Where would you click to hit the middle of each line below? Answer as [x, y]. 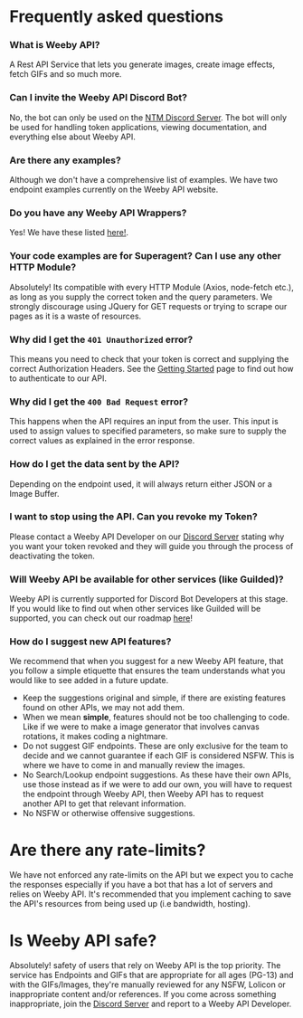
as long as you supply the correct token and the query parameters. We [141, 297]
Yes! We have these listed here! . [69, 233]
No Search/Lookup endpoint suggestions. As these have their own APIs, [157, 775]
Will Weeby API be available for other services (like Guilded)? [147, 579]
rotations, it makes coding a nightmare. [95, 737]
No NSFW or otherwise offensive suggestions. [109, 813]
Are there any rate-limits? [108, 850]
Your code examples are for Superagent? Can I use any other [146, 256]
